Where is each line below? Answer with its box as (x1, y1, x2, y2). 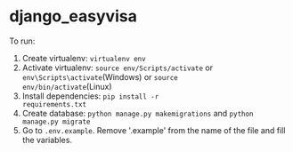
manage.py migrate (21, 117, 91, 126)
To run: (9, 36, 36, 46)
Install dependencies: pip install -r (21, 91, 159, 101)
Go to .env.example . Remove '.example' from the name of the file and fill (21, 124, 286, 135)
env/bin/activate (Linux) (21, 81, 113, 92)
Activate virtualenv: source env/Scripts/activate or (21, 62, 214, 73)
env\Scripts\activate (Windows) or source (21, 71, 178, 82)
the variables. (21, 134, 73, 145)
